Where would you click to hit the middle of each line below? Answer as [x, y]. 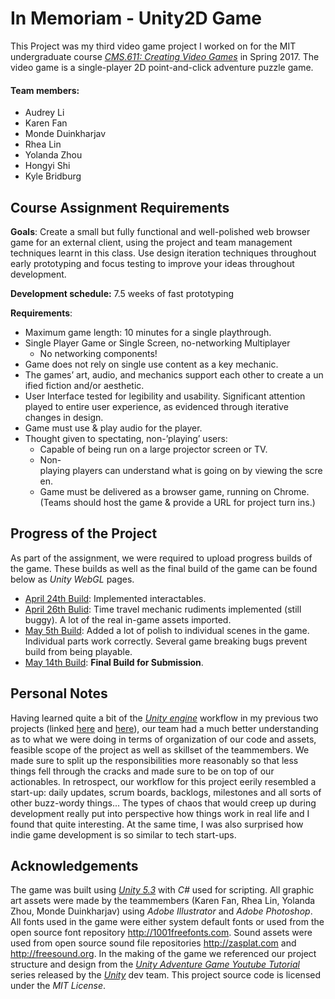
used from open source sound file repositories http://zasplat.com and [153, 943]
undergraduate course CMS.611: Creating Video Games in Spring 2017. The [165, 56]
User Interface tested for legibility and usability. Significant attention [165, 396]
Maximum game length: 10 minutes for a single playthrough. [148, 332]
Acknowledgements [74, 865]
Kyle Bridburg [53, 176]
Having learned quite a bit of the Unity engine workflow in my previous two [164, 718]
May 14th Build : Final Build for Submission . [114, 662]
